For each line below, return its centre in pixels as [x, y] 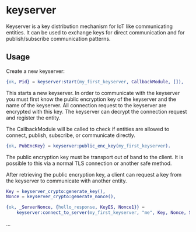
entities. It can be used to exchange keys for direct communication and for [95, 32]
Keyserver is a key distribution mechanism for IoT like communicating [90, 26]
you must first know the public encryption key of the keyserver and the [91, 99]
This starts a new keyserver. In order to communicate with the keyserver [93, 93]
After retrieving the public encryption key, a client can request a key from [94, 174]
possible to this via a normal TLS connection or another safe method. [89, 163]
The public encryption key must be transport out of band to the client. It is [95, 157]
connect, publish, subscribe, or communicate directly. [71, 135]
